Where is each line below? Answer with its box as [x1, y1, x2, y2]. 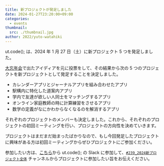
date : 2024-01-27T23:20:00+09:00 [5, 12, 73, 17]
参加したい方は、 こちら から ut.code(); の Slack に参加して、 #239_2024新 [5, 149, 150, 155]
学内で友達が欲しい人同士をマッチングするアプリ [12, 94, 111, 99]
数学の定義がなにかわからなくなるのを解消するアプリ [12, 106, 120, 112]
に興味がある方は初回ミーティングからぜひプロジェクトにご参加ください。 [5, 139, 155, 145]
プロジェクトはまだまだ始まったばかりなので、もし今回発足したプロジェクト [5, 133, 159, 139]
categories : [5, 16, 29, 21]
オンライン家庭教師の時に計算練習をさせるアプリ [12, 100, 111, 106]
